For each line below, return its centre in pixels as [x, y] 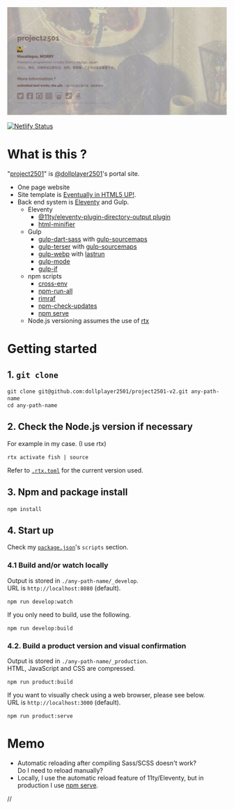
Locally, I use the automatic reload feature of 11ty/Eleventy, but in [110, 778]
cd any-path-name [32, 406]
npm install [24, 509]
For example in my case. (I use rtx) [57, 443]
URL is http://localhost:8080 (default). [64, 588]
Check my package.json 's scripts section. [68, 547]
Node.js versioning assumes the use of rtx [88, 321]
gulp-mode [54, 262]
